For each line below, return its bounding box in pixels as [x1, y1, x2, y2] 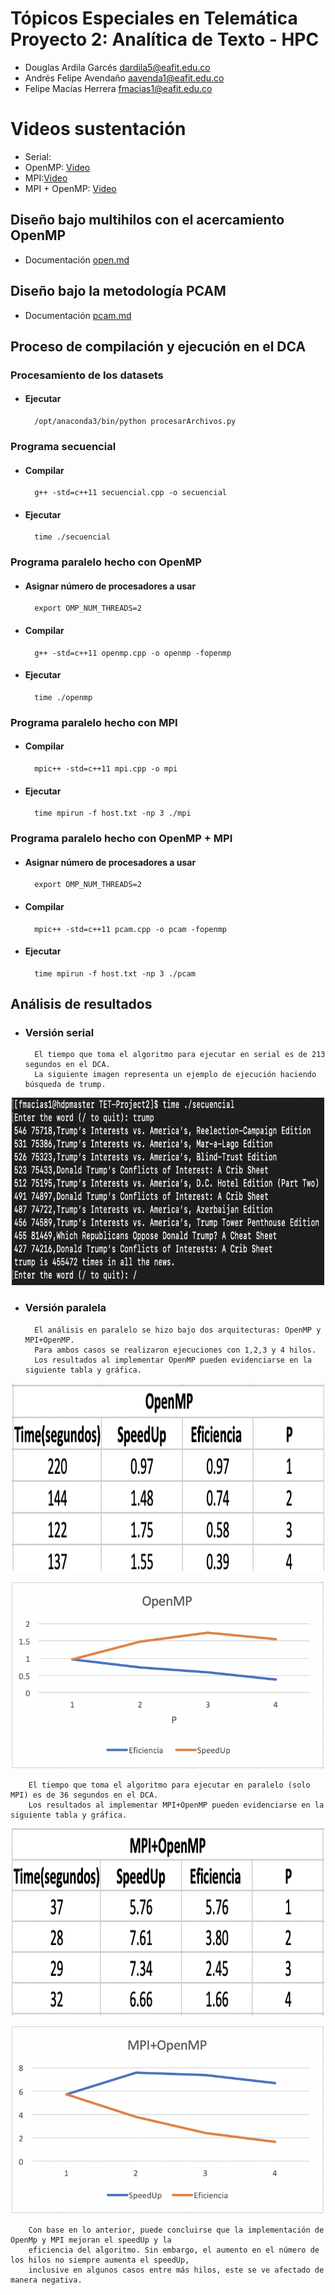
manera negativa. [10, 2275, 83, 2285]
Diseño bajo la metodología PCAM [10, 283, 227, 300]
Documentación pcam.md [24, 309, 132, 321]
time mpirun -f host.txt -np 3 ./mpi [34, 808, 192, 819]
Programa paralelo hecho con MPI [10, 715, 178, 729]
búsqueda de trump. [24, 1080, 107, 1090]
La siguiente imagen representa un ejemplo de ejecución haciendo [34, 1070, 317, 1080]
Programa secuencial [10, 439, 117, 453]
